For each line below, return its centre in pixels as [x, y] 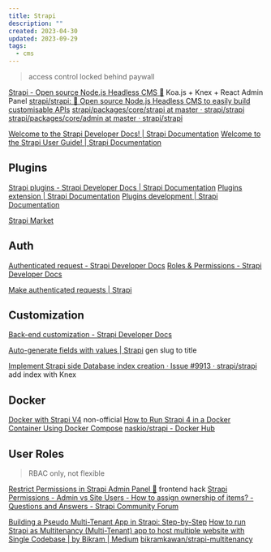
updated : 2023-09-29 [43, 39]
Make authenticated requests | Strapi [70, 289]
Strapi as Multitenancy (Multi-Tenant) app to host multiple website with [127, 531]
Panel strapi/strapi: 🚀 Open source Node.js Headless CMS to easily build [129, 101]
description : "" [36, 24]
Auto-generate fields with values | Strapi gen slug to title [103, 350]
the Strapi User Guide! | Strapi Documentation [85, 142]
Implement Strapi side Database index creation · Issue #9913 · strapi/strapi [133, 366]
